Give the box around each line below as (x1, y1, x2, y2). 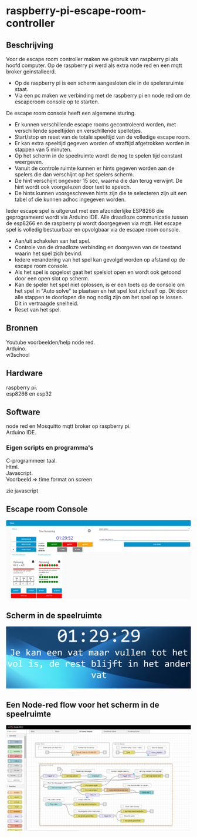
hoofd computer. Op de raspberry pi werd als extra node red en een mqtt (6, 62, 183, 69)
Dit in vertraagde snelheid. (14, 300, 79, 307)
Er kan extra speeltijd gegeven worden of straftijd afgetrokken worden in (14, 140, 190, 146)
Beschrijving (6, 40, 54, 50)
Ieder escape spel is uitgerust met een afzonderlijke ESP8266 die (6, 207, 164, 214)
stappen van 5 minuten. (14, 146, 72, 153)
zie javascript (6, 487, 39, 494)
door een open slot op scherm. (14, 275, 90, 282)
